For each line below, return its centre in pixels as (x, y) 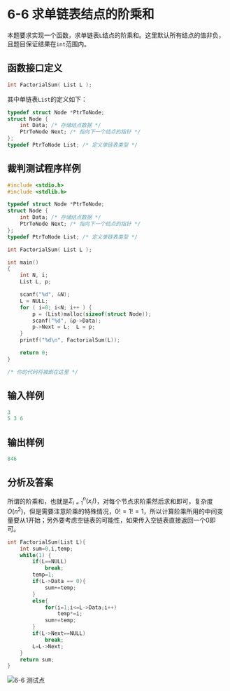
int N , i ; (34, 275)
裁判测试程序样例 (44, 169)
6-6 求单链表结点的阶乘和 (81, 14)
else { (41, 601)
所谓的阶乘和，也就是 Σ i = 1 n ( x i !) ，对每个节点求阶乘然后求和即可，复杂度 (110, 501)
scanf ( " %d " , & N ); (45, 295)
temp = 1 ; (43, 575)
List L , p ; (36, 282)
